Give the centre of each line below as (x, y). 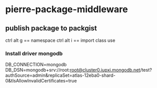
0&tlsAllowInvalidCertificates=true (41, 81)
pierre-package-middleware (67, 9)
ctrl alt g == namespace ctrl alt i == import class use (60, 40)
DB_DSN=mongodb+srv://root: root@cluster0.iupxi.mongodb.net (73, 70)
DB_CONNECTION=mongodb (36, 65)
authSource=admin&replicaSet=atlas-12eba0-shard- (60, 75)
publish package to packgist (51, 28)
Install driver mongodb (34, 53)
